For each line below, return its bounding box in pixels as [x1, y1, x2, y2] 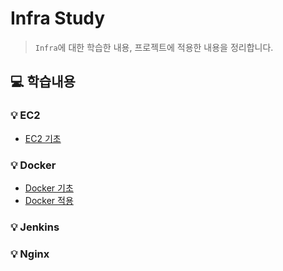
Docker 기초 [24, 182, 74, 194]
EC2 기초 [24, 132, 62, 144]
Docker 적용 [24, 194, 74, 206]
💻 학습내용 [10, 73, 76, 91]
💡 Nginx [10, 247, 50, 261]
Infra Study [10, 7, 106, 30]
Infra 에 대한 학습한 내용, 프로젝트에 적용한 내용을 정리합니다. [34, 41, 274, 53]
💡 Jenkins [10, 220, 60, 234]
